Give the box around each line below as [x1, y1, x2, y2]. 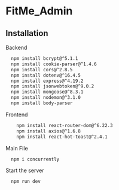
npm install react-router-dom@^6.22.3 [16, 122, 113, 128]
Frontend [5, 111, 28, 118]
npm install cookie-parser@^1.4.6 [11, 61, 97, 67]
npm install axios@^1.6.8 [16, 128, 81, 134]
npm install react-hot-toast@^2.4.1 [16, 134, 108, 140]
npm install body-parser [11, 100, 73, 106]
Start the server [5, 167, 44, 174]
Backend [5, 44, 28, 51]
